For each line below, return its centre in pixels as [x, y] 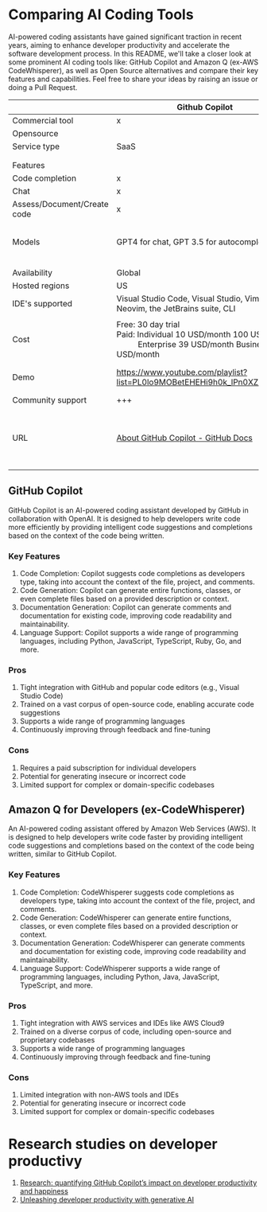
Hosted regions [41, 286]
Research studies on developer [113, 1144]
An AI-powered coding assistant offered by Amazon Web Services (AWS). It [132, 828]
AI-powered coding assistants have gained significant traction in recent [125, 37]
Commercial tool [43, 120]
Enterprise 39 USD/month [186, 344]
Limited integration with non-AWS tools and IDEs [99, 1095]
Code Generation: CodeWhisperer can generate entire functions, [126, 918]
